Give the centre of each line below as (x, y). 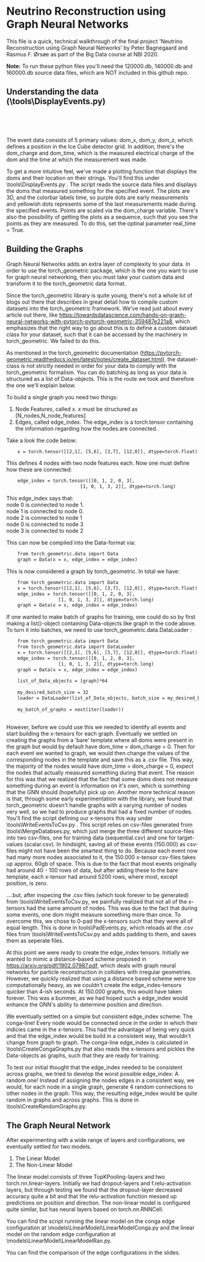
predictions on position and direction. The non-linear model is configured (98, 1203)
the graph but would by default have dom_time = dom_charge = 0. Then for (101, 746)
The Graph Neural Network (59, 1125)
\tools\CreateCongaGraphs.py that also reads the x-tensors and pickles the (101, 1049)
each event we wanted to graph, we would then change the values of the (98, 753)
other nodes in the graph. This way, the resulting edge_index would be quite (102, 1093)
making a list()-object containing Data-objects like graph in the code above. (101, 623)
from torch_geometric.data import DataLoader (76, 647)
